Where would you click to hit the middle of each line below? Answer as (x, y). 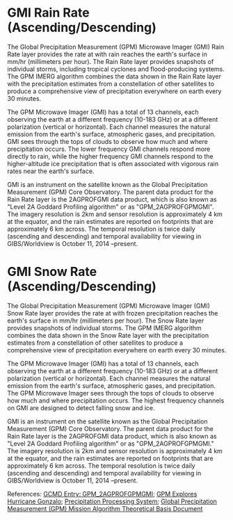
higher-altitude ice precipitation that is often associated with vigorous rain (113, 163)
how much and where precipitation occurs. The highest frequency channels (116, 400)
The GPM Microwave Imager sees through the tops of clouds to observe (111, 393)
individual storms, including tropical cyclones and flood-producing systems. (116, 69)
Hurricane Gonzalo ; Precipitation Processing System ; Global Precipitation (112, 501)
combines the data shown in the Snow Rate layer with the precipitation (108, 335)
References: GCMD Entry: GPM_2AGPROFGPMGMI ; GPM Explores (102, 494)
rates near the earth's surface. (51, 171)
